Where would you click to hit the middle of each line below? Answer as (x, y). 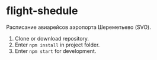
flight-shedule (42, 11)
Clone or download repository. (52, 38)
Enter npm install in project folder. (57, 45)
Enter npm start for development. (55, 51)
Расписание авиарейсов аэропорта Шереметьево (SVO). (78, 27)
